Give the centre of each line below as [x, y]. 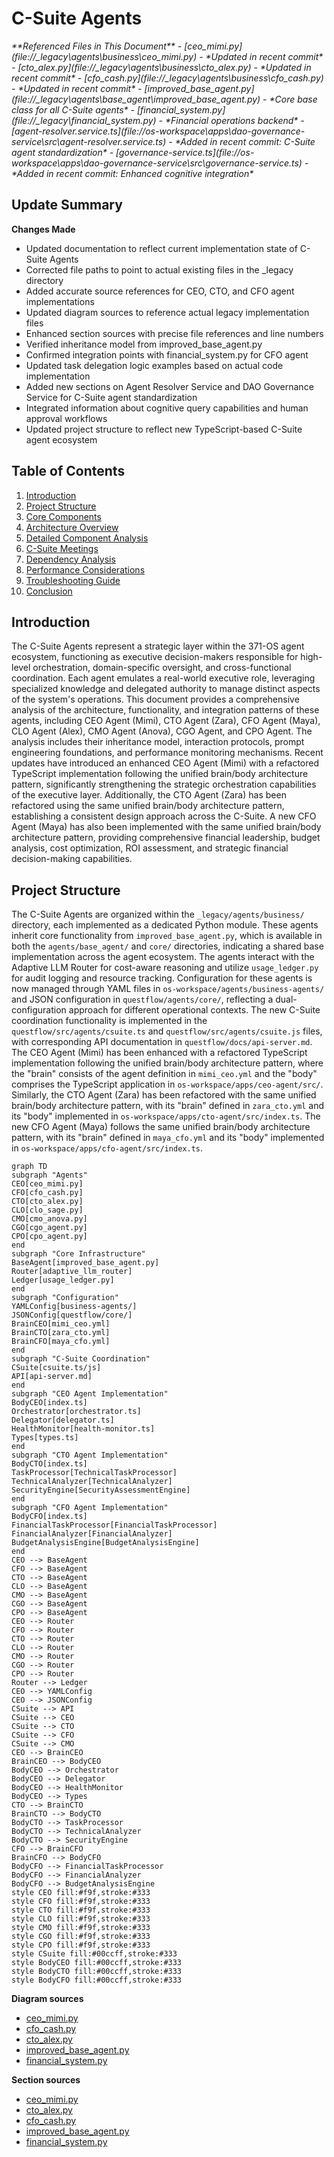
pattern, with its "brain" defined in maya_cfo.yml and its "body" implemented [168, 1138]
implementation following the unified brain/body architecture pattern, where [167, 1063]
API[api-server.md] [52, 1377]
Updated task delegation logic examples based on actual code [154, 365]
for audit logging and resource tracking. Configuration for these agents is [162, 978]
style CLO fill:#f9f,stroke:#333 [81, 1919]
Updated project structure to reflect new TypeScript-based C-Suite [164, 429]
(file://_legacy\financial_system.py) [84, 120]
